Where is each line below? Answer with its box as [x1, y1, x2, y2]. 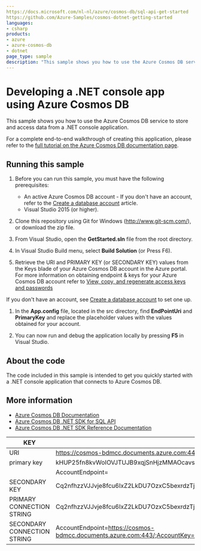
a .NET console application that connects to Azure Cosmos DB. [6, 378, 162, 385]
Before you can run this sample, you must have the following [14, 175, 165, 182]
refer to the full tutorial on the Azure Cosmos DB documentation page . [6, 142, 179, 149]
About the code [6, 355, 65, 366]
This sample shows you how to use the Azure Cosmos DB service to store [6, 118, 188, 125]
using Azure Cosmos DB [6, 97, 130, 111]
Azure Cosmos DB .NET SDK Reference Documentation [14, 424, 152, 431]
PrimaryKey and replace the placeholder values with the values [14, 314, 172, 321]
